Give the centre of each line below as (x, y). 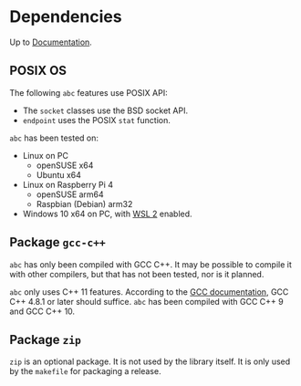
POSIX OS (38, 71)
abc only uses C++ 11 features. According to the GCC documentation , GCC (149, 292)
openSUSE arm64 (70, 194)
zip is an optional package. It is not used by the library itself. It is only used (150, 361)
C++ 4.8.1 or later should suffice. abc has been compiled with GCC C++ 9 (147, 301)
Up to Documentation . (51, 42)
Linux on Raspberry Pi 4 (68, 184)
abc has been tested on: (54, 138)
